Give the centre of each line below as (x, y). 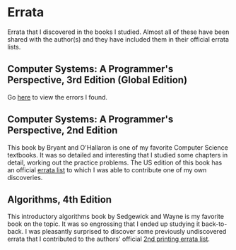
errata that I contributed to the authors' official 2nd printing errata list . (109, 239)
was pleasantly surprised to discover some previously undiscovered (127, 232)
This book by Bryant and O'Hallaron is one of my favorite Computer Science (118, 147)
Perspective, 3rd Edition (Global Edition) (98, 80)
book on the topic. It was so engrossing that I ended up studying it (104, 224)
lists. (14, 47)
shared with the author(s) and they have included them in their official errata (118, 39)
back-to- (214, 224)
